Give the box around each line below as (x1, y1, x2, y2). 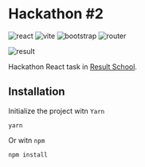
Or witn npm (8, 135, 45, 145)
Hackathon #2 (8, 5, 104, 23)
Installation (8, 85, 65, 99)
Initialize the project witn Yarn (8, 106, 105, 115)
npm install (8, 150, 48, 159)
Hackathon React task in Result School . (8, 61, 138, 72)
